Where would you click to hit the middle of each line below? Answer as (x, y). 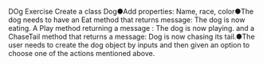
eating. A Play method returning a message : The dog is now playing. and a (131, 28)
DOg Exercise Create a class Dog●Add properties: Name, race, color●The (131, 11)
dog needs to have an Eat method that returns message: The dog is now (127, 20)
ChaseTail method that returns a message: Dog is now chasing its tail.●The (131, 36)
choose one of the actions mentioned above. (82, 53)
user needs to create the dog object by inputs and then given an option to (129, 45)
